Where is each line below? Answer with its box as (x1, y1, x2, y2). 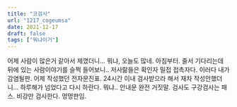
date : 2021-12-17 (7, 23, 59, 30)
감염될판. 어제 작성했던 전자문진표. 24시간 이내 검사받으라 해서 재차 (7, 75, 192, 83)
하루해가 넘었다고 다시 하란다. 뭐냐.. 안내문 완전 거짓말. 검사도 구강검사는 (20, 83, 220, 92)
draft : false (7, 30, 46, 37)
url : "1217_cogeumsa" (7, 17, 71, 24)
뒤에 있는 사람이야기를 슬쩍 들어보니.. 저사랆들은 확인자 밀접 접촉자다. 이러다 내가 (7, 65, 230, 74)
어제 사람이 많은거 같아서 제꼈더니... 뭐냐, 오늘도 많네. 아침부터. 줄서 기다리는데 (7, 57, 224, 65)
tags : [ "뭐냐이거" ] (7, 37, 59, 44)
